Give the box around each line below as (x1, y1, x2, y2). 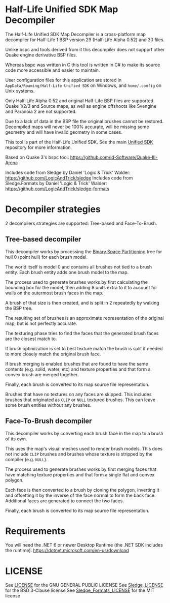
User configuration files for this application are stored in (5, 77, 122, 83)
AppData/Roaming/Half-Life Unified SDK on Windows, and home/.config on (5, 82, 162, 88)
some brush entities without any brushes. (5, 402, 92, 408)
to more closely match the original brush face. (5, 351, 101, 357)
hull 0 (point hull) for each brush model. (5, 254, 88, 260)
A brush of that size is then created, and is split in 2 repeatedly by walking (5, 299, 159, 306)
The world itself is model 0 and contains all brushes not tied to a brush (5, 263, 152, 270)
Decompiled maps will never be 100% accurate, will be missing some (5, 124, 149, 130)
